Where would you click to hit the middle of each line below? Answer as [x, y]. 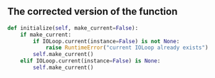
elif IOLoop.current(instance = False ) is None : [90, 61]
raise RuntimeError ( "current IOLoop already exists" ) [127, 48]
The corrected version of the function [93, 12]
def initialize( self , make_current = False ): [73, 28]
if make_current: [46, 35]
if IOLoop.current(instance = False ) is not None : [106, 41]
